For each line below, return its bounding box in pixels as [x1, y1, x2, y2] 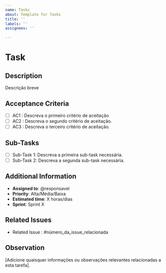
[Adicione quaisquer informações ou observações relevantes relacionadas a [5, 257, 162, 263]
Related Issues [5, 216, 52, 225]
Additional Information [5, 172, 77, 181]
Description [5, 71, 42, 80]
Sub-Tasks [5, 138, 39, 147]
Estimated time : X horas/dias [12, 196, 73, 202]
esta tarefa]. [5, 262, 30, 268]
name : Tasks [5, 7, 30, 12]
